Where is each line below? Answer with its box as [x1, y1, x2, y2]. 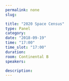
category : [5, 31, 26, 36]
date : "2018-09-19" [5, 35, 47, 40]
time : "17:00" [5, 40, 36, 46]
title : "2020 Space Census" [5, 21, 65, 26]
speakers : [5, 59, 26, 64]
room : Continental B [5, 54, 49, 59]
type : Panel [5, 26, 30, 31]
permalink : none [5, 7, 40, 13]
